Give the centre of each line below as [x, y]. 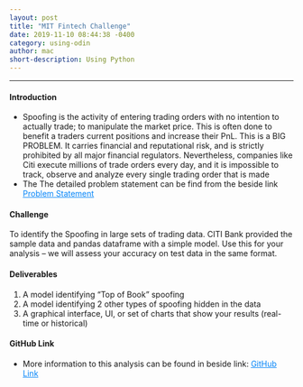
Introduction [33, 97]
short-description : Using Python [72, 60]
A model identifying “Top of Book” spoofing [103, 294]
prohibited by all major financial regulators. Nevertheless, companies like [157, 155]
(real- [271, 313]
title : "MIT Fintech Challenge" [70, 26]
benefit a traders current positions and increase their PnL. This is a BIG [154, 136]
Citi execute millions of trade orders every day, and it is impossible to [151, 165]
